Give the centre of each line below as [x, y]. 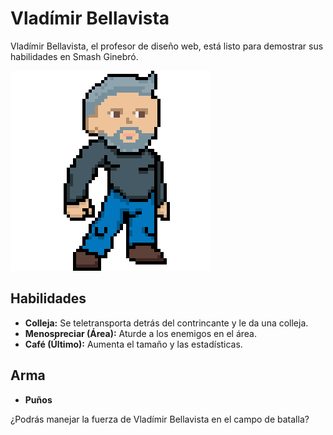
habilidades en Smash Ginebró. [74, 56]
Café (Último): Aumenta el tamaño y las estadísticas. [133, 344]
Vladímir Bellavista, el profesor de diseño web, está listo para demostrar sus [167, 46]
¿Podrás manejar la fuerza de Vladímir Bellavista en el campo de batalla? [160, 419]
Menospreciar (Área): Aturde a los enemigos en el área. [140, 333]
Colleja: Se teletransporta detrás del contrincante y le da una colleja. [166, 323]
